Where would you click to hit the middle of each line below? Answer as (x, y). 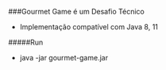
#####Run (26, 42)
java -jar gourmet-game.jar (64, 58)
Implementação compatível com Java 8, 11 (89, 27)
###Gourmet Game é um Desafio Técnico (76, 12)
